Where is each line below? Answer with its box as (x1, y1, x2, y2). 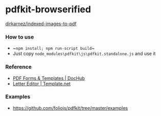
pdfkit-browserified (5, 4, 91, 15)
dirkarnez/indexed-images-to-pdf (5, 21, 77, 27)
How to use (5, 33, 34, 41)
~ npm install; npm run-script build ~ (12, 45, 95, 51)
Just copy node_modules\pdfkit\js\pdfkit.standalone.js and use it (12, 50, 156, 57)
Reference (5, 63, 32, 70)
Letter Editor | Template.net (12, 81, 71, 87)
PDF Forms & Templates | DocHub (12, 75, 85, 81)
